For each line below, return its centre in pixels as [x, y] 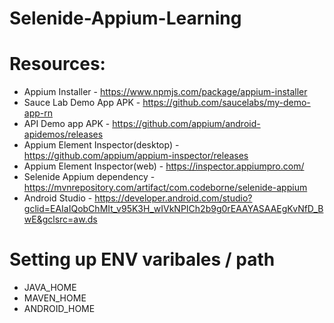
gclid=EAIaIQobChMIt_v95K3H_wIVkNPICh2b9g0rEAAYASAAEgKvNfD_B [173, 209]
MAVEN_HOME [55, 298]
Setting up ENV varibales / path [142, 259]
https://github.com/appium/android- [186, 124]
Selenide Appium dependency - [89, 177]
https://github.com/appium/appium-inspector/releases [136, 156]
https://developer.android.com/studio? [173, 198]
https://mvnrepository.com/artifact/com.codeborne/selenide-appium [165, 188]
